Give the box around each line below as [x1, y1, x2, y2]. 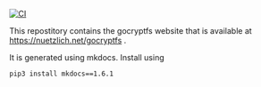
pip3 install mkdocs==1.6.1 [9, 69, 114, 78]
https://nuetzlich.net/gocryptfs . [9, 36, 127, 45]
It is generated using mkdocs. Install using [9, 52, 165, 62]
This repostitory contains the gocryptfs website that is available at [9, 26, 252, 36]
